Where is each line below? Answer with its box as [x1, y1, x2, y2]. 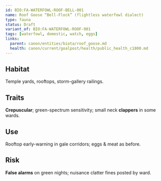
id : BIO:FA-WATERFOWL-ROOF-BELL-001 [5, 7, 84, 13]
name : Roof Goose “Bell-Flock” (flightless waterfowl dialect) [5, 12, 144, 17]
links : [5, 37, 20, 42]
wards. [5, 113, 20, 119]
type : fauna [5, 17, 31, 22]
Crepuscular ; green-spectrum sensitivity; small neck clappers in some [5, 107, 156, 113]
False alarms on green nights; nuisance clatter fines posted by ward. [5, 169, 152, 175]
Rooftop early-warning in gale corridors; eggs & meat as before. [5, 141, 141, 147]
